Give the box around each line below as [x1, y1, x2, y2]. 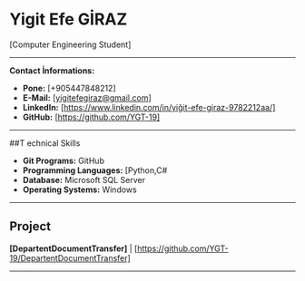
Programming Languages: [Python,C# [22, 164, 168, 176]
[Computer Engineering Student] [9, 39, 132, 50]
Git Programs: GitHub [22, 155, 104, 166]
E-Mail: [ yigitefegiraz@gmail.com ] [22, 92, 152, 103]
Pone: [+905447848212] [22, 82, 116, 93]
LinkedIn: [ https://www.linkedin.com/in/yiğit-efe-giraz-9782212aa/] [22, 102, 276, 112]
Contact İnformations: [9, 64, 95, 76]
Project [9, 218, 52, 235]
